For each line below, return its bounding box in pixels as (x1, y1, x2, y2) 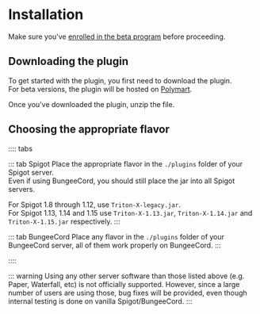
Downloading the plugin (8, 55, 129, 68)
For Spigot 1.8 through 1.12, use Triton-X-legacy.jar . (8, 200, 181, 209)
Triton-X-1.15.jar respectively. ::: (8, 216, 120, 226)
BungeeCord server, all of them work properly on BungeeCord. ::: (8, 240, 221, 250)
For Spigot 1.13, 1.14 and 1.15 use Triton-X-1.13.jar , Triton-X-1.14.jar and (8, 208, 253, 217)
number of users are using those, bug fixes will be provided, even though (8, 288, 247, 297)
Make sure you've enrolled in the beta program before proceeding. (8, 32, 226, 41)
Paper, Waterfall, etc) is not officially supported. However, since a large (8, 279, 240, 289)
